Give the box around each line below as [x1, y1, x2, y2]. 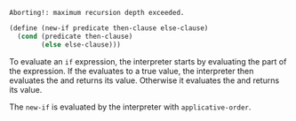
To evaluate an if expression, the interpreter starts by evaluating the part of [9, 56, 287, 66]
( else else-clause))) [41, 40, 122, 49]
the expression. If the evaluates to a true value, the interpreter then [9, 65, 254, 76]
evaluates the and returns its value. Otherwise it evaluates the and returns [9, 75, 280, 86]
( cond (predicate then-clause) [17, 32, 133, 41]
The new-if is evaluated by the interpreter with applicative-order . [9, 102, 252, 112]
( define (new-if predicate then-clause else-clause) [9, 24, 209, 33]
